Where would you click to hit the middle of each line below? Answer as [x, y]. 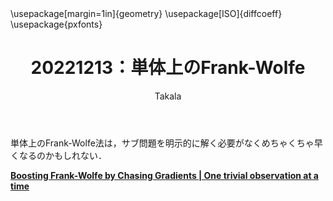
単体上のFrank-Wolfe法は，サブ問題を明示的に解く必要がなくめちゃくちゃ [162, 143]
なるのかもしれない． [62, 155]
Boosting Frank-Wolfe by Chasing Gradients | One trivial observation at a [164, 175]
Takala [168, 96]
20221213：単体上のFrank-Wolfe [168, 68]
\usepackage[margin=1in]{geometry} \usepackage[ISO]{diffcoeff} [146, 13]
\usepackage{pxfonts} [56, 24]
